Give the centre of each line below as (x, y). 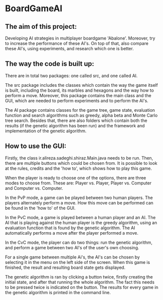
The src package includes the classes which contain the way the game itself (81, 85)
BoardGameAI (34, 9)
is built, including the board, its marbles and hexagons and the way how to (80, 90)
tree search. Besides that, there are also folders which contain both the (76, 120)
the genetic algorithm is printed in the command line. (58, 292)
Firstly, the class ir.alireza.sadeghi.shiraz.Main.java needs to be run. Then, (79, 158)
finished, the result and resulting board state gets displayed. (65, 267)
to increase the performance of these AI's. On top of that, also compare (77, 43)
